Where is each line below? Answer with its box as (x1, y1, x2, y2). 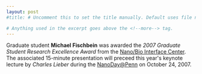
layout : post (6, 8, 39, 15)
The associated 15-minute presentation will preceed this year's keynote (6, 55, 183, 62)
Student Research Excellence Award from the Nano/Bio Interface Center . (6, 48, 186, 55)
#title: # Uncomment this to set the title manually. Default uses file (6, 14, 192, 20)
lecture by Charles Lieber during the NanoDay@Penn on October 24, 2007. (6, 61, 192, 68)
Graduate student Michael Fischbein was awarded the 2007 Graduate (6, 42, 181, 49)
